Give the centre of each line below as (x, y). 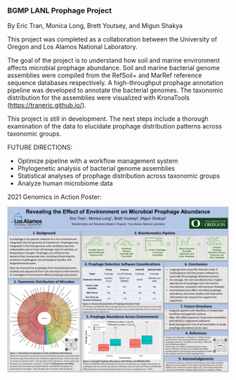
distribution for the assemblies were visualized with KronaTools (98, 98)
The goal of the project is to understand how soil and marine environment (113, 60)
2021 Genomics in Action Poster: (54, 197)
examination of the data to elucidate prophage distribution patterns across (115, 126)
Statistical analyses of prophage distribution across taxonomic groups (118, 176)
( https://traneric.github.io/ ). (47, 105)
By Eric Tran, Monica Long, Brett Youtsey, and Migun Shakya (95, 26)
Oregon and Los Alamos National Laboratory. (72, 47)
